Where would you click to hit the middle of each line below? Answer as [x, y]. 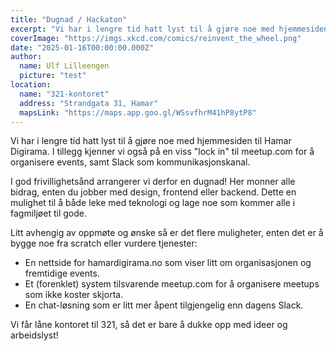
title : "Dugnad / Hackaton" [69, 19]
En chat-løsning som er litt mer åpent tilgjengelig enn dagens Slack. [164, 305]
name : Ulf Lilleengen [64, 66]
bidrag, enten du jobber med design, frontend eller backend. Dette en [153, 192]
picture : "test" [53, 76]
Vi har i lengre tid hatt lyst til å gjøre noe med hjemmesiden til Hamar [151, 141]
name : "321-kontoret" [64, 94]
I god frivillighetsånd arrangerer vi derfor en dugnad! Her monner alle [153, 182]
